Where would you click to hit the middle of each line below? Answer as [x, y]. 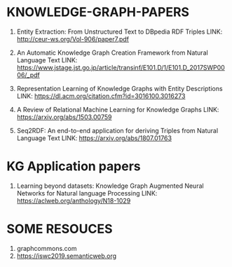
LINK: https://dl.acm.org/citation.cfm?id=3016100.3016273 [101, 96]
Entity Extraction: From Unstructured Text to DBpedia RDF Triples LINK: [120, 32]
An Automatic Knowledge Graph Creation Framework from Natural [112, 53]
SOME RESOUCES [60, 229]
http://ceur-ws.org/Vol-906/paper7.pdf [73, 39]
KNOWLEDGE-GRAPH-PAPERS [98, 12]
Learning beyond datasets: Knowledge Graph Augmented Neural [110, 186]
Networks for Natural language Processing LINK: [87, 193]
